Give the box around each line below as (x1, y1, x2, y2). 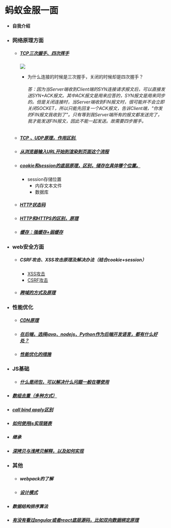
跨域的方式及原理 (19, 290, 56, 296)
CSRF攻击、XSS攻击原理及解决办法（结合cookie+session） (19, 257, 147, 263)
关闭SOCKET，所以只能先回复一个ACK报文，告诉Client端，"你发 (27, 105, 163, 112)
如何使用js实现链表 (12, 421, 52, 427)
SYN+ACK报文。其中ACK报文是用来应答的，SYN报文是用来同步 (32, 93, 165, 99)
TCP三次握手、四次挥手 (19, 50, 69, 57)
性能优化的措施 (19, 351, 51, 357)
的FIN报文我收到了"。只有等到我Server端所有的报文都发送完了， (27, 112, 162, 118)
